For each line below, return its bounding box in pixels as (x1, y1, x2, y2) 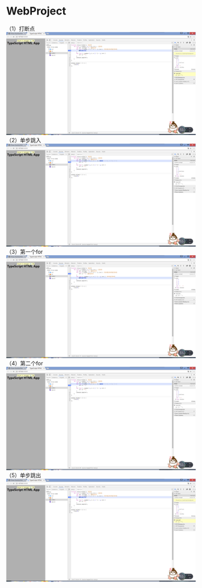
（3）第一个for (6, 248, 43, 256)
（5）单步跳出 (6, 472, 41, 479)
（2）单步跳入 (6, 137, 41, 144)
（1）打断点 (6, 25, 35, 32)
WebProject (6, 4, 67, 18)
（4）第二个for (6, 360, 43, 367)
